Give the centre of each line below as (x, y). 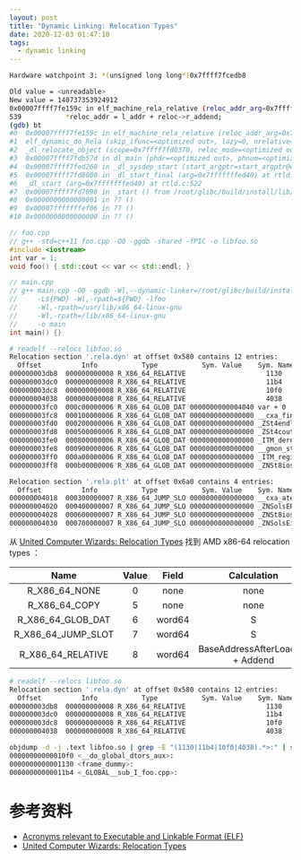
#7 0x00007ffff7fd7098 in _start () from (90, 192)
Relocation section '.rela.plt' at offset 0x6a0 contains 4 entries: (142, 482)
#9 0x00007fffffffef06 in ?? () (72, 208)
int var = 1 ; (34, 258)
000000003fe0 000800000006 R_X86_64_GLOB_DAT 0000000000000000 (132, 440)
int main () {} (36, 333)
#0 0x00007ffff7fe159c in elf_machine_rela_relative (112, 134)
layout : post (34, 17)
